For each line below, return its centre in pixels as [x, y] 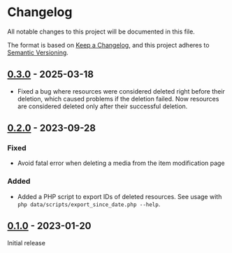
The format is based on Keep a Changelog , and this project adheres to [108, 45]
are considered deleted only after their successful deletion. [102, 106]
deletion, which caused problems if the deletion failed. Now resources [118, 99]
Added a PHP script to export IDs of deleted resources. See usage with [119, 196]
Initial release [26, 243]
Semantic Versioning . [38, 52]
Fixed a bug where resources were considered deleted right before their [121, 91]
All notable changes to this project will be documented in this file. [101, 31]
